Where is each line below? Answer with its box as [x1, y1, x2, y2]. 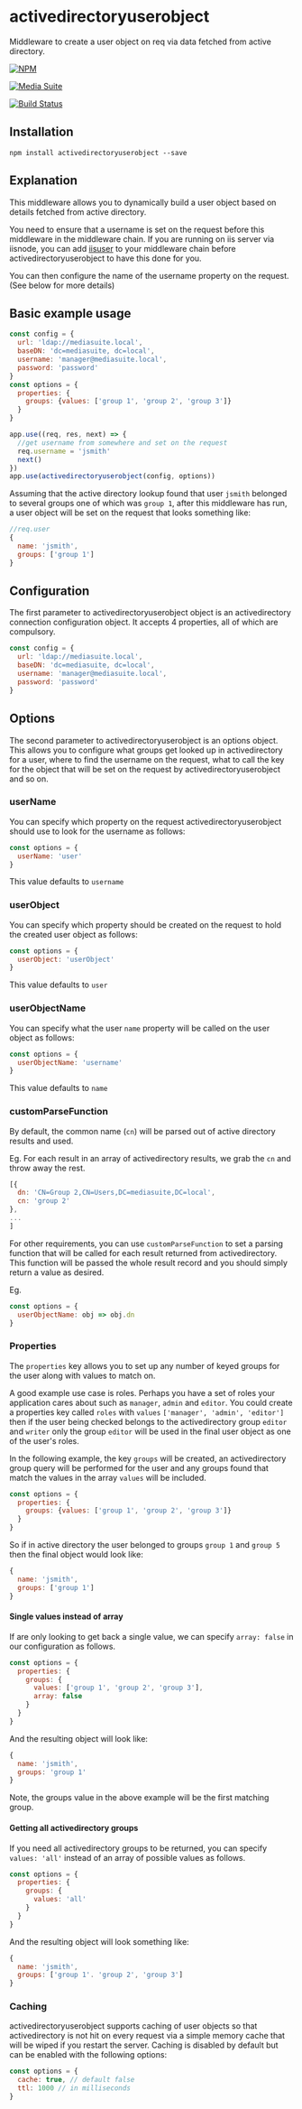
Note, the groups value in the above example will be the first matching [9, 1792, 270, 1803]
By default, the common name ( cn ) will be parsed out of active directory [9, 1125, 277, 1136]
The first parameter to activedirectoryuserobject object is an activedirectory [9, 607, 291, 618]
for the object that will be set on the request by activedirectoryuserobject [9, 763, 281, 774]
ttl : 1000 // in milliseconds [17, 2084, 131, 2093]
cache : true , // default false [17, 2076, 135, 2085]
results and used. [9, 1135, 74, 1146]
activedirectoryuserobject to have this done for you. [9, 253, 202, 264]
